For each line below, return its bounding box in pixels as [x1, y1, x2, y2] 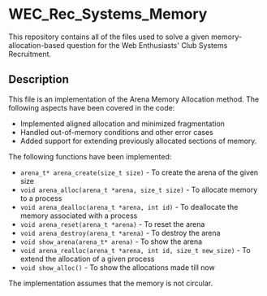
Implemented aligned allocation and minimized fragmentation [19, 119, 226, 128]
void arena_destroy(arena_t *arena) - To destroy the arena [19, 228, 221, 237]
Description [8, 72, 69, 86]
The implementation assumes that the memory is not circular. [8, 278, 213, 288]
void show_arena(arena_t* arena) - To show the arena [19, 237, 203, 246]
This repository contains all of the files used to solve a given [8, 32, 209, 41]
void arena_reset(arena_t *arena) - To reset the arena [19, 219, 205, 229]
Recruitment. [8, 49, 51, 59]
